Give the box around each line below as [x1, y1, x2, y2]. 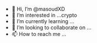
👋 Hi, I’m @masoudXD [11, 6, 65, 12]
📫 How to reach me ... [11, 31, 66, 37]
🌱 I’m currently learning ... [11, 18, 75, 24]
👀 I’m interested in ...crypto [11, 12, 78, 19]
